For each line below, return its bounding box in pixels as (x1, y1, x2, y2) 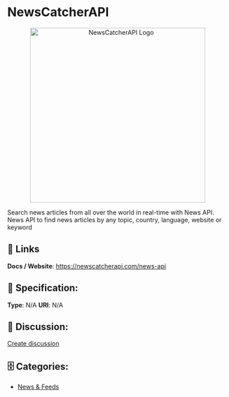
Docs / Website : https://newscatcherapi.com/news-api (7, 261, 167, 270)
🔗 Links (7, 243, 40, 255)
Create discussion (7, 340, 60, 348)
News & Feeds (17, 382, 60, 391)
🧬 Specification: (7, 282, 78, 294)
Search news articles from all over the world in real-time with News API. (7, 208, 215, 217)
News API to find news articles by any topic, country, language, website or (7, 215, 222, 224)
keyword (7, 223, 33, 231)
